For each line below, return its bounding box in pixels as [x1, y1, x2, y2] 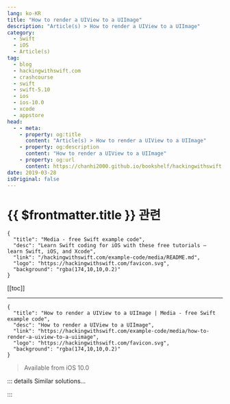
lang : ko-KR [7, 10, 41, 17]
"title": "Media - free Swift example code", [13, 236, 146, 243]
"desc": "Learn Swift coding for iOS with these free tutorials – [13, 242, 207, 249]
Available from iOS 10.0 [23, 364, 90, 372]
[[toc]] [7, 284, 25, 292]
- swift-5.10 [13, 86, 51, 93]
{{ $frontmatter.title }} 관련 [7, 207, 161, 223]
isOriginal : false [7, 175, 60, 182]
